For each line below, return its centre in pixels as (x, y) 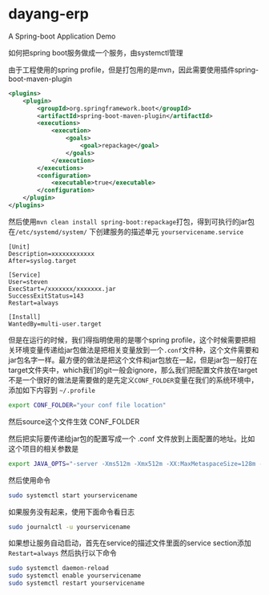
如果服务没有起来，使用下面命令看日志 (71, 512)
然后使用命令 (29, 480)
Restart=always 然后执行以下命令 (63, 553)
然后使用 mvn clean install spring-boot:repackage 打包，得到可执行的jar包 (131, 221)
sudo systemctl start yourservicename (73, 495)
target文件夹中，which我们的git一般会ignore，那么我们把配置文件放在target (133, 370)
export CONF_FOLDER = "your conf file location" (87, 405)
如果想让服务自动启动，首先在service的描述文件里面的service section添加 (130, 543)
